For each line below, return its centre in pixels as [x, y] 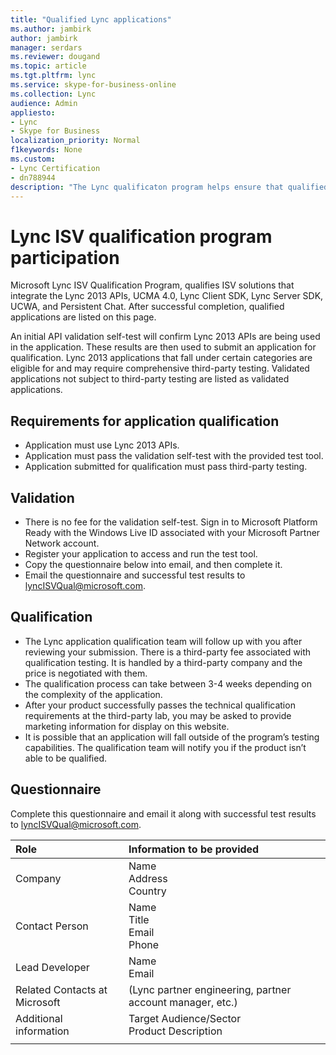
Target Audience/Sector [185, 1018]
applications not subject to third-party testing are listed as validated [150, 379]
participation [65, 257]
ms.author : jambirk [51, 29]
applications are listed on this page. [83, 317]
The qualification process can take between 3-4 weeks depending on [168, 683]
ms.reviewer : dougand [55, 57]
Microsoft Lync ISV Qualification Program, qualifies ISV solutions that [152, 285]
